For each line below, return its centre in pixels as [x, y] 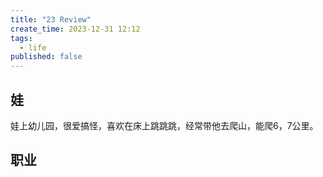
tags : [21, 38]
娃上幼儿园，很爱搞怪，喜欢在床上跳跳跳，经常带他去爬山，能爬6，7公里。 [164, 125]
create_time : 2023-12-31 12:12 [75, 29]
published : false [46, 57]
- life [33, 47]
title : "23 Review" [51, 19]
